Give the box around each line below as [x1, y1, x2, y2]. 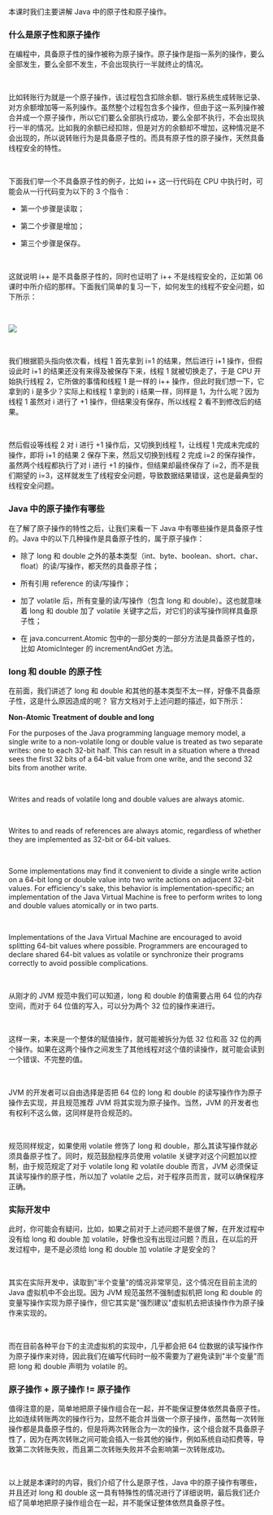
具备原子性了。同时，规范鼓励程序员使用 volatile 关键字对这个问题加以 [15, 1151, 250, 1161]
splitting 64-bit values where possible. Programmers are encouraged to [8, 941, 248, 951]
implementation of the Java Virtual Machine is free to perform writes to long [8, 892, 262, 902]
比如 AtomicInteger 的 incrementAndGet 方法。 [19, 643, 177, 653]
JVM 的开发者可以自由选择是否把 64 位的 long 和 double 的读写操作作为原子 [8, 1087, 262, 1097]
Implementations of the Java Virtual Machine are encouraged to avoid [8, 932, 242, 942]
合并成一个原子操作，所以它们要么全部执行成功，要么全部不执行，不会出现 [8, 112, 258, 123]
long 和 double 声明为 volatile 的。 [17, 1362, 132, 1372]
